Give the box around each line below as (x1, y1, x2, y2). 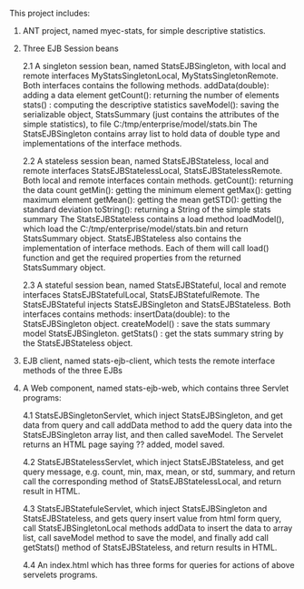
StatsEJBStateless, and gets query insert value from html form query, (22, 513, 282, 523)
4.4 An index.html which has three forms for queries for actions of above (22, 560, 295, 570)
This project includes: (9, 8, 91, 18)
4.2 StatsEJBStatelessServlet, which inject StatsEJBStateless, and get (22, 457, 284, 467)
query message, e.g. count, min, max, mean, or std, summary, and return (22, 466, 296, 477)
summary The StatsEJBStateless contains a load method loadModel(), (22, 214, 285, 224)
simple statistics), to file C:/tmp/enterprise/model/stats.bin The (22, 118, 258, 129)
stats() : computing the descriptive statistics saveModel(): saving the (22, 99, 279, 110)
